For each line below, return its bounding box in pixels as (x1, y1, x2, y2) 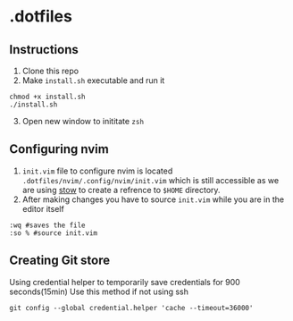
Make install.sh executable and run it (21, 75, 165, 86)
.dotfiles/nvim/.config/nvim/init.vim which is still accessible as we (21, 174, 280, 185)
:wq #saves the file (9, 221, 87, 230)
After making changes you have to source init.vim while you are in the (21, 194, 284, 205)
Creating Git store (9, 253, 110, 268)
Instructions (9, 42, 79, 57)
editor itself (21, 203, 64, 214)
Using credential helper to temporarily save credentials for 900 (9, 276, 241, 287)
